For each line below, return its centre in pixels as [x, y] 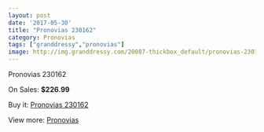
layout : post [29, 15]
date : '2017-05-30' [40, 23]
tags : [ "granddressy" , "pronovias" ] [66, 45]
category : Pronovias [42, 37]
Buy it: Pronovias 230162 [48, 104]
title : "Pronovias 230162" [52, 30]
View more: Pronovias [44, 120]
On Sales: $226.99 [39, 90]
